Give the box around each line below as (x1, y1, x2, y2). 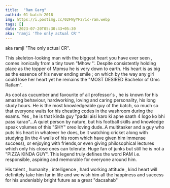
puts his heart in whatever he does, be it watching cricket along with (5, 130, 148, 135)
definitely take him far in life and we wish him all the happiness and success (5, 172, 164, 178)
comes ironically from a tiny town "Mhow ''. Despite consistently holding (5, 60, 156, 66)
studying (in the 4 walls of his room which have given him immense (5, 135, 146, 141)
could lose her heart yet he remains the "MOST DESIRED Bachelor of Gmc (5, 77, 160, 82)
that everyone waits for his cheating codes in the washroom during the (5, 108, 153, 114)
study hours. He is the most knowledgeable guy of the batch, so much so (5, 103, 159, 108)
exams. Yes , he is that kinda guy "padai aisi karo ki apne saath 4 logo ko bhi (5, 113, 165, 119)
